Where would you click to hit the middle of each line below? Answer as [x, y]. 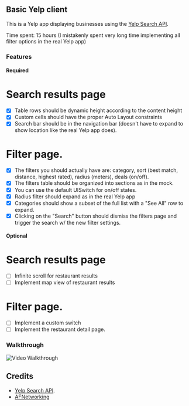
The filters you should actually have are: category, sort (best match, [96, 170]
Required [18, 70]
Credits [20, 376]
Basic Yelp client [37, 10]
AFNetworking [32, 397]
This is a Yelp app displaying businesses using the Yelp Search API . [87, 23]
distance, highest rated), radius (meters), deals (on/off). [82, 177]
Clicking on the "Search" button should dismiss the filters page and [96, 216]
